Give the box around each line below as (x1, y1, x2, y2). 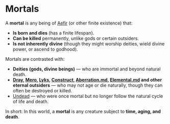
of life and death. (12, 98, 49, 105)
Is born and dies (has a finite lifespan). (12, 30, 94, 36)
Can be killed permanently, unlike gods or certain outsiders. (12, 35, 139, 41)
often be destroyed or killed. (12, 87, 72, 93)
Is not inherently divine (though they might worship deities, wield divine (12, 40, 165, 46)
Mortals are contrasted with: (5, 56, 65, 62)
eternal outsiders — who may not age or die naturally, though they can (12, 82, 163, 88)
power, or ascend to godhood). (12, 46, 78, 52)
